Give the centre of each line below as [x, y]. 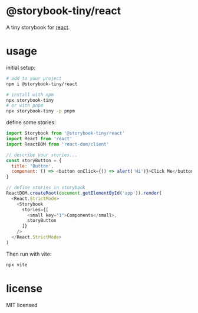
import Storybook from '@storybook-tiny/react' [66, 133]
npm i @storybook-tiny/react [42, 84]
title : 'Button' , [33, 166]
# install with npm [30, 95]
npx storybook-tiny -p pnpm [41, 111]
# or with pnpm [25, 106]
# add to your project [34, 78]
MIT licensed [22, 305]
